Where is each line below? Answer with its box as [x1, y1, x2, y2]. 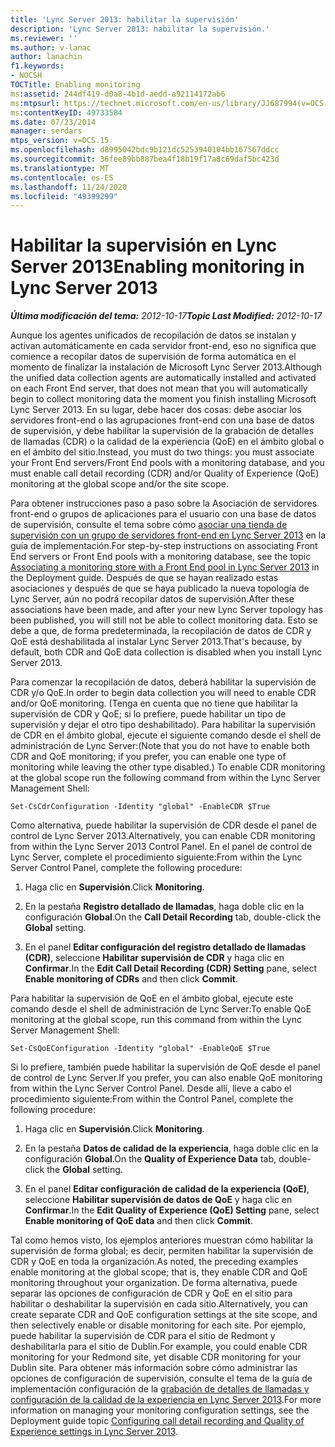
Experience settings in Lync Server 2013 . [10, 1426, 179, 1438]
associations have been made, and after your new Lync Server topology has [10, 604, 324, 616]
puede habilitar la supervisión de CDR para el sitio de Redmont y [10, 1330, 276, 1342]
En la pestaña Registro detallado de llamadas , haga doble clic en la [24, 901, 305, 913]
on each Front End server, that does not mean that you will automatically [10, 382, 308, 395]
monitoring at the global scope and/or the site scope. [10, 478, 229, 490]
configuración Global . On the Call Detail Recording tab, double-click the [24, 911, 322, 923]
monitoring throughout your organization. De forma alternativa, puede [10, 1277, 298, 1289]
